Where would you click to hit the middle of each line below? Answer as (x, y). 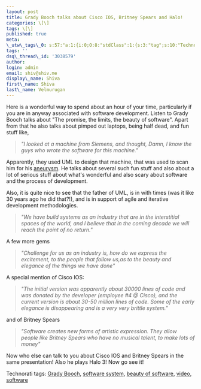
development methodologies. (42, 205)
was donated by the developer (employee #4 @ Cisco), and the (99, 295)
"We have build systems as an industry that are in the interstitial (100, 217)
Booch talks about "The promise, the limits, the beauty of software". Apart (97, 119)
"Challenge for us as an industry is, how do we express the (94, 253)
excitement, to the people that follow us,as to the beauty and (96, 259)
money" (31, 344)
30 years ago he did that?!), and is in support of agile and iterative (87, 199)
